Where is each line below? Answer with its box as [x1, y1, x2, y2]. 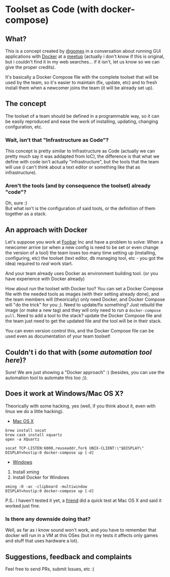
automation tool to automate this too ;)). [5, 375, 88, 381]
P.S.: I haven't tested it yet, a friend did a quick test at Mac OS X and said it [5, 497, 162, 503]
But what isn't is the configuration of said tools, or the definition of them [5, 206, 156, 212]
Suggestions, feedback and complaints [5, 552, 132, 561]
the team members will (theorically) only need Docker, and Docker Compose [5, 296, 165, 302]
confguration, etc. [5, 123, 43, 130]
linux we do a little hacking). [5, 408, 64, 414]
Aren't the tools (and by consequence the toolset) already [5, 182, 151, 189]
